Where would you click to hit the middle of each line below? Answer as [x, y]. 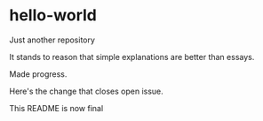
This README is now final [56, 108]
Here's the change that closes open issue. [87, 91]
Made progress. [38, 74]
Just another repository [52, 40]
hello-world [53, 15]
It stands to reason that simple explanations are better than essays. [132, 57]
